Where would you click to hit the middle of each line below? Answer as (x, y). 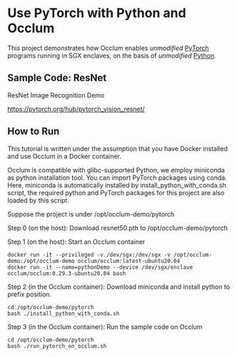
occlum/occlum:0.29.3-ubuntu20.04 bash (67, 273)
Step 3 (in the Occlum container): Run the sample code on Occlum (105, 326)
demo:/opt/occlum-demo (41, 261)
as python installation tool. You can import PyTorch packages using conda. (117, 177)
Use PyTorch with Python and (97, 13)
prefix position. (30, 294)
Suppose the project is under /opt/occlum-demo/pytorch (91, 214)
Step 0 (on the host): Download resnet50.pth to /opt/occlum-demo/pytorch (118, 228)
